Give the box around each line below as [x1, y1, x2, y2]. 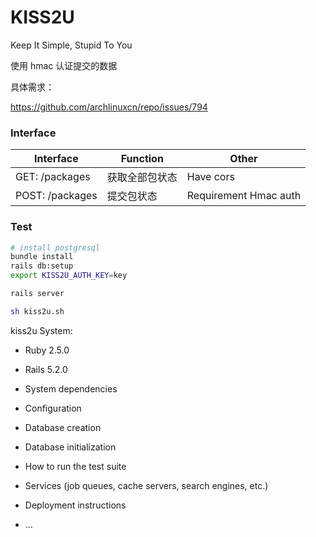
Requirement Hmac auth [186, 189, 302, 203]
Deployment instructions [24, 499, 127, 511]
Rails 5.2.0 [24, 363, 68, 375]
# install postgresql [10, 242, 101, 253]
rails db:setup [10, 261, 74, 271]
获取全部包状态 [106, 171, 178, 185]
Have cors [186, 170, 235, 184]
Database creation [24, 421, 102, 433]
